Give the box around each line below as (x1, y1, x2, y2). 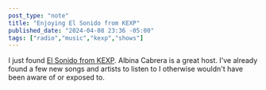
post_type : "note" (8, 11, 69, 20)
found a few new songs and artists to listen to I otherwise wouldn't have (8, 65, 244, 74)
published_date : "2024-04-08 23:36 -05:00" (8, 26, 155, 34)
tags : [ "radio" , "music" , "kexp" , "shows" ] (8, 33, 145, 42)
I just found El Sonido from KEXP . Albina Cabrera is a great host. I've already (8, 56, 258, 65)
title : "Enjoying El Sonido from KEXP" (8, 19, 141, 27)
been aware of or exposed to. (8, 72, 105, 82)
